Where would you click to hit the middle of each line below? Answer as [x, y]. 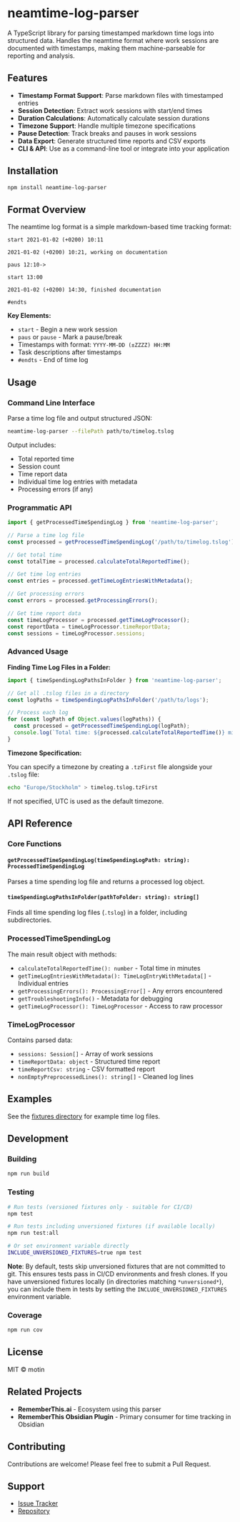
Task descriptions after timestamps [70, 352]
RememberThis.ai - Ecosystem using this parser [90, 1409]
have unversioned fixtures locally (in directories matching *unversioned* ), [115, 1281]
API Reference [40, 824]
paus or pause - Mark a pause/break [70, 337]
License [25, 1352]
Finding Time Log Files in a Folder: [59, 667]
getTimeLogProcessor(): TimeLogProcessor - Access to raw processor [120, 1006]
